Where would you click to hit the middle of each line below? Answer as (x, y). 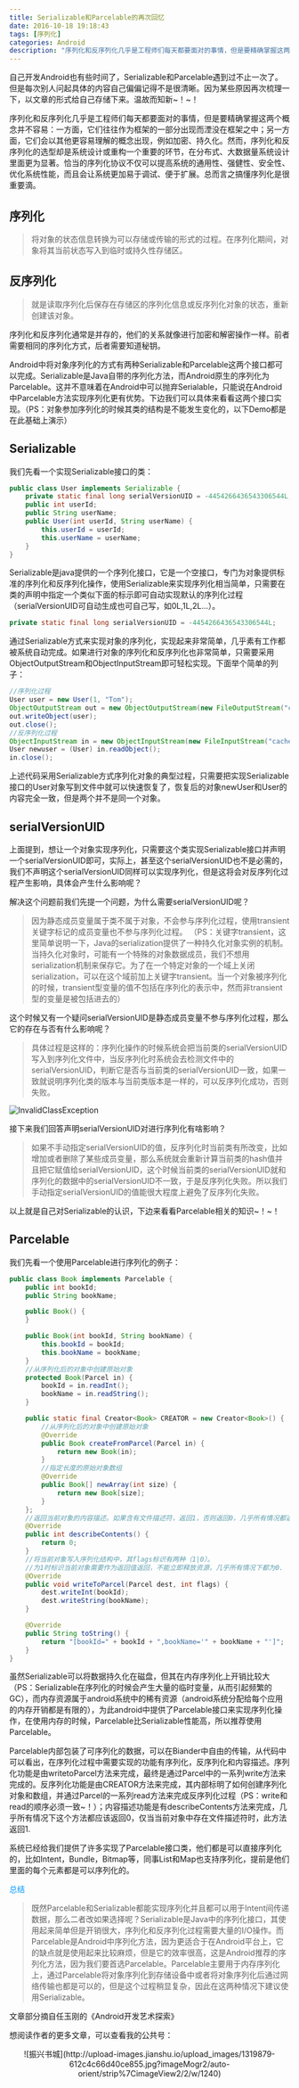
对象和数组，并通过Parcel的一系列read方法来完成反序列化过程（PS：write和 (148, 1796)
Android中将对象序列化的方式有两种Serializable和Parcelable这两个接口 (138, 364)
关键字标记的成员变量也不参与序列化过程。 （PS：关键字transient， (154, 932)
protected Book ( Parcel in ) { (79, 1377)
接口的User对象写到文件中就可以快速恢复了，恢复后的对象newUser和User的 (148, 787)
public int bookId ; (61, 1287)
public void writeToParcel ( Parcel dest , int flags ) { (127, 1584)
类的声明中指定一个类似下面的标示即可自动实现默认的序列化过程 (126, 595)
